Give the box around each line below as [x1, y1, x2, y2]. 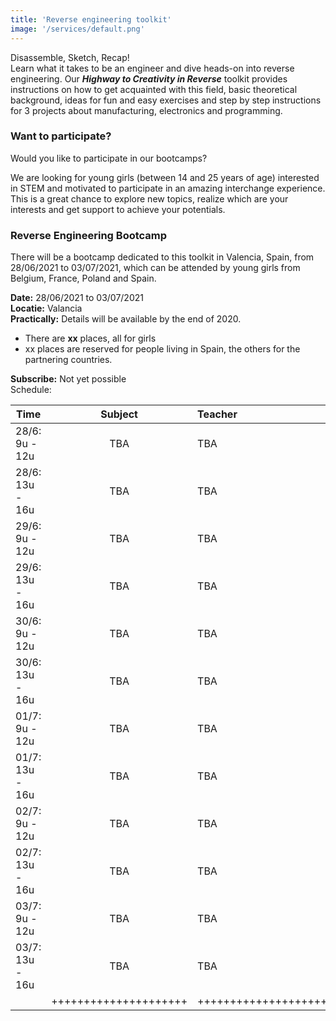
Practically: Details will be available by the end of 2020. [10, 313, 242, 325]
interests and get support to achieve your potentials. [10, 203, 226, 215]
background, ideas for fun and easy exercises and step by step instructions [10, 94, 322, 106]
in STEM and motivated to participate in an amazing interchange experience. [10, 182, 326, 194]
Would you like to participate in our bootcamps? [10, 152, 208, 164]
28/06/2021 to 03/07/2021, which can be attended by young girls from [10, 262, 301, 274]
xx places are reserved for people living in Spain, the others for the [24, 343, 301, 355]
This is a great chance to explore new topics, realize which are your [10, 192, 289, 205]
